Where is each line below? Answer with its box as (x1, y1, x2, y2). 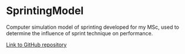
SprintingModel (6, 4, 84, 18)
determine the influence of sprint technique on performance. (6, 29, 153, 36)
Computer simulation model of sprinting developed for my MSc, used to (6, 23, 179, 31)
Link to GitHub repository (6, 41, 67, 48)
